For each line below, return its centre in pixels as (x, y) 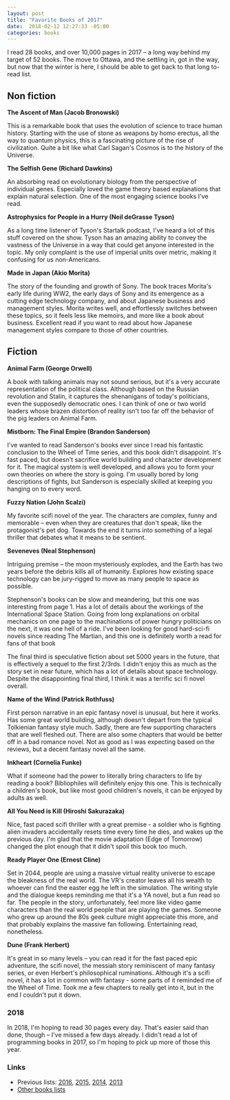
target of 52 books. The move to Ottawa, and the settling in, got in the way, (113, 60)
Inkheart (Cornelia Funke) (45, 762)
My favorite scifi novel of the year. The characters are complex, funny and (112, 515)
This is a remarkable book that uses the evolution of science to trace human (115, 126)
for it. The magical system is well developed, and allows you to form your (111, 467)
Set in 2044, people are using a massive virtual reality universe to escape (111, 873)
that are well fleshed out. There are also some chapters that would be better (115, 734)
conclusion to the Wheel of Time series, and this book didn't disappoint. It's (114, 452)
